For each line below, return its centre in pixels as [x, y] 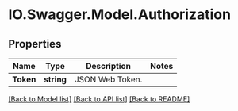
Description [108, 66]
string [55, 79]
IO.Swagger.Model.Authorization [120, 15]
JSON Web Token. [108, 79]
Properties [35, 44]
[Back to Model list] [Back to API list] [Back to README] [99, 99]
